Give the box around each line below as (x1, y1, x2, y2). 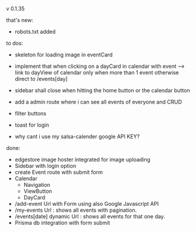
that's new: (6, 17, 34, 23)
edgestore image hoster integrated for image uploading (14, 156, 150, 163)
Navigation (23, 181, 50, 188)
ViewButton (23, 187, 52, 195)
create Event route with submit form (14, 169, 103, 175)
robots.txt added (14, 28, 56, 35)
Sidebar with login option (14, 162, 76, 169)
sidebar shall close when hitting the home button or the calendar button (14, 87, 190, 94)
